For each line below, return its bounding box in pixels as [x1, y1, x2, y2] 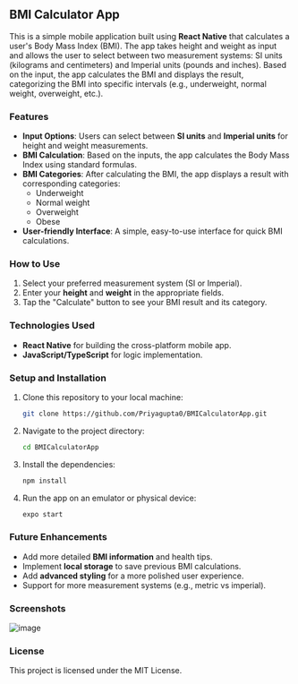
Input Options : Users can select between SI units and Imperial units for [21, 131, 288, 141]
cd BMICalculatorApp [21, 442, 99, 451]
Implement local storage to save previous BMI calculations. [21, 560, 242, 571]
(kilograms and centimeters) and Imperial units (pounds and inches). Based [9, 59, 287, 70]
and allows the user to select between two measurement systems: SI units [9, 49, 284, 61]
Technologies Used [9, 320, 96, 332]
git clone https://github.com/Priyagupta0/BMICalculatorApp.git [21, 409, 268, 418]
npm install [21, 476, 67, 485]
